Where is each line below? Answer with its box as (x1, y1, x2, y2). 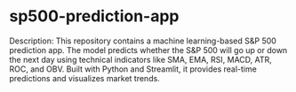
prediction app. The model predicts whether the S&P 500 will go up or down (9, 44, 288, 55)
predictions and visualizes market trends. (9, 73, 160, 83)
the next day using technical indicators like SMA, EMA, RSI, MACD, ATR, (9, 54, 273, 65)
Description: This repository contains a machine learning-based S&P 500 (9, 35, 277, 46)
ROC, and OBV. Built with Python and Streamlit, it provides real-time (9, 64, 258, 74)
